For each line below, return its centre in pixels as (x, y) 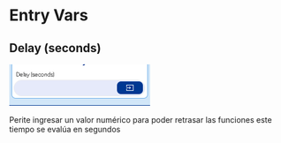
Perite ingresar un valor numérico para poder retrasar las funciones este (140, 120)
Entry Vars (49, 15)
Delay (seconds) (55, 48)
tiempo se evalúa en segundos (65, 129)
